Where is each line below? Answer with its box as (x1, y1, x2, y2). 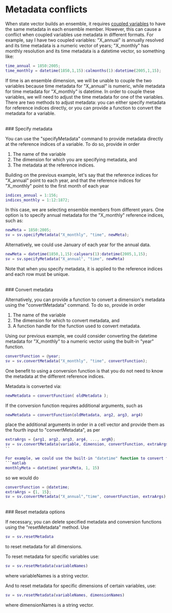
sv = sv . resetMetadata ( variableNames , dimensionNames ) (5, 592, 125, 598)
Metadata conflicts (5, 4, 88, 15)
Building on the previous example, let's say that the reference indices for (5, 172, 158, 178)
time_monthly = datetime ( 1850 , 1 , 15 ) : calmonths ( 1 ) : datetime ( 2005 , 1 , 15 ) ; (5, 68, 162, 73)
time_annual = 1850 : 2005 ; (5, 63, 60, 68)
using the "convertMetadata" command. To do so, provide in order (5, 302, 146, 308)
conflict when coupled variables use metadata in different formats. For (5, 31, 154, 38)
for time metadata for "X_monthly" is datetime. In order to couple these (5, 88, 155, 95)
